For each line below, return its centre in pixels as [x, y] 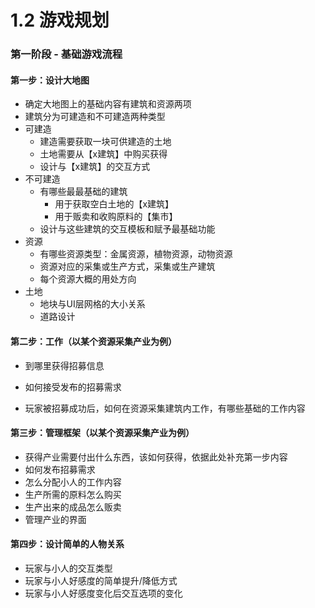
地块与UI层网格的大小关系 [92, 304]
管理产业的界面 [55, 519]
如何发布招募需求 [60, 469]
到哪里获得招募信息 [64, 365]
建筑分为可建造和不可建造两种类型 [95, 117]
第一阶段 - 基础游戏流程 [66, 54]
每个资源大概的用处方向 [88, 279]
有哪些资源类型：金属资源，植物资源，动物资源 [136, 254]
